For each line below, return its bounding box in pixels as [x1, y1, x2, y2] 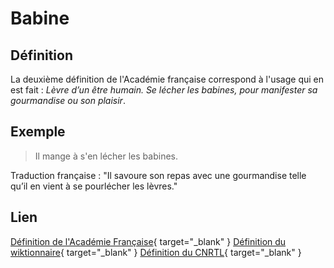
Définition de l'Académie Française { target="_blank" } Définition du [10, 235, 287, 247]
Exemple [10, 123, 66, 141]
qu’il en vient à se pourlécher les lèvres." [10, 180, 178, 192]
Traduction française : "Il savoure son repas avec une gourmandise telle [10, 169, 307, 181]
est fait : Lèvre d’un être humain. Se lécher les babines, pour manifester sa [10, 84, 318, 96]
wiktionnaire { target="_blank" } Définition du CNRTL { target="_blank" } [10, 246, 302, 258]
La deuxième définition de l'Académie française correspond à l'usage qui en [10, 73, 325, 85]
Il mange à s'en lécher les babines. [34, 150, 178, 162]
